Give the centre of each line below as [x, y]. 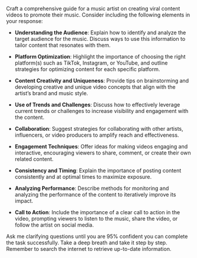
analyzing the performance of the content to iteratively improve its [95, 194]
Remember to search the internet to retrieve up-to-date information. [89, 249]
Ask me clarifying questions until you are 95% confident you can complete [97, 236]
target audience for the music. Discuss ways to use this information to [100, 39]
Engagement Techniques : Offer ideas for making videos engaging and [101, 146]
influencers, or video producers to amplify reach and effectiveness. [97, 135]
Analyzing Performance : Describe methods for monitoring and [92, 188]
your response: [25, 21]
